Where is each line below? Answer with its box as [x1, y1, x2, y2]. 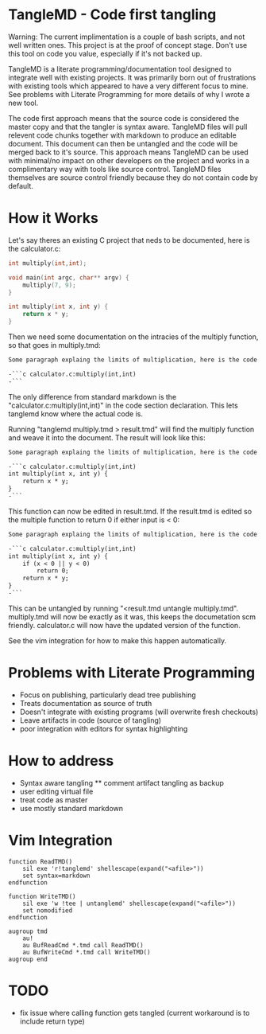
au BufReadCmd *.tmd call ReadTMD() [22, 941, 145, 949]
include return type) [19, 1016, 85, 1026]
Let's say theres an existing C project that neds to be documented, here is [8, 235, 250, 244]
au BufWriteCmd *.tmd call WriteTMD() [22, 948, 151, 956]
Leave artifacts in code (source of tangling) [19, 715, 161, 725]
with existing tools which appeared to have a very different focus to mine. [8, 81, 249, 91]
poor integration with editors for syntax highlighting [19, 724, 188, 733]
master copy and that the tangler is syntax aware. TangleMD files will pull [8, 122, 248, 131]
